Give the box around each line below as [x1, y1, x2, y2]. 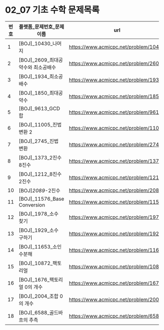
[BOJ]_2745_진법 [19, 138, 59, 144]
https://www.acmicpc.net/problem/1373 [69, 157, 163, 164]
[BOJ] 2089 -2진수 [19, 187, 61, 194]
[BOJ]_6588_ [19, 309, 50, 316]
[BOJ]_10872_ [19, 260, 53, 267]
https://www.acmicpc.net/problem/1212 [69, 174, 163, 181]
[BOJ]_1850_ [19, 89, 50, 96]
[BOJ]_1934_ [19, 73, 50, 80]
